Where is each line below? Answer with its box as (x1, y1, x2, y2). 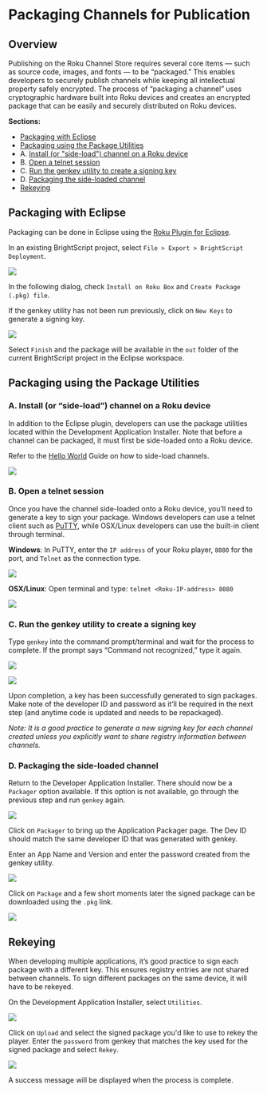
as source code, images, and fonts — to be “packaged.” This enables (8, 67, 236, 77)
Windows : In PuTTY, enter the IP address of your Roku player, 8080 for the (8, 545, 253, 554)
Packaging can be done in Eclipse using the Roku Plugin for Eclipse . (8, 227, 231, 236)
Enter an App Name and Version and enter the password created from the (8, 849, 250, 860)
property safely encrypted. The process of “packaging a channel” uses (8, 84, 242, 93)
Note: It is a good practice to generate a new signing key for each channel (8, 723, 253, 733)
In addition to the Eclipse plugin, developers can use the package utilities (8, 418, 249, 428)
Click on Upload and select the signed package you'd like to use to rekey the (8, 1028, 258, 1038)
